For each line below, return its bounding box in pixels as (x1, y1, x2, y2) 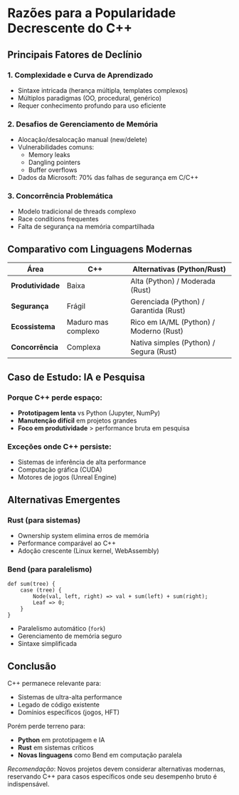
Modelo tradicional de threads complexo (17, 207, 137, 216)
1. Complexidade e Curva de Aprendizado (7, 70, 154, 80)
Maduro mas (66, 318, 109, 328)
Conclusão (7, 660, 57, 672)
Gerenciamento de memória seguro (17, 632, 122, 640)
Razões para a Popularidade (7, 5, 176, 21)
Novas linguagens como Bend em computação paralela (17, 751, 183, 759)
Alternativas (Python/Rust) (132, 264, 226, 274)
